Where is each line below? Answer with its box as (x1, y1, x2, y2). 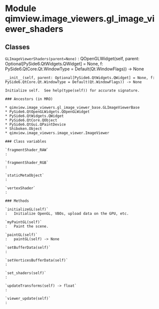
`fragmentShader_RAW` (5, 147, 49, 152)
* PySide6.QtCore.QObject (5, 118, 57, 123)
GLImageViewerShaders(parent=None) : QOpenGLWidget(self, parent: (5, 56, 140, 61)
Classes (5, 43, 30, 51)
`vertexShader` (5, 186, 36, 191)
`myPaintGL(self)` (5, 220, 42, 225)
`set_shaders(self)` (5, 271, 47, 276)
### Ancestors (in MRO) (5, 97, 53, 101)
